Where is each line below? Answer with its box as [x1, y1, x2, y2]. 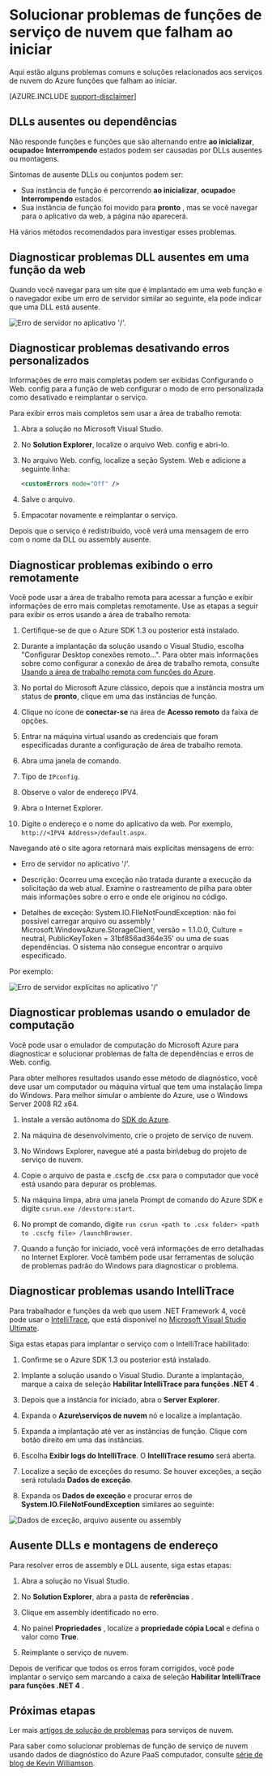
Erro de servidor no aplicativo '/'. [20, 859, 130, 869]
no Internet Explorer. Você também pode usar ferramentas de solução [20, 1252, 254, 1262]
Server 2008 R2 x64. [9, 1099, 79, 1108]
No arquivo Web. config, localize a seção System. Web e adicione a [20, 456, 246, 465]
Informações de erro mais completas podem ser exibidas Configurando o [9, 375, 254, 385]
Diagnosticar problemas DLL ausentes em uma [9, 250, 249, 265]
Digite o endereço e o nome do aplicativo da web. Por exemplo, [20, 819, 233, 829]
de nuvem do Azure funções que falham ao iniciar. [9, 76, 177, 85]
